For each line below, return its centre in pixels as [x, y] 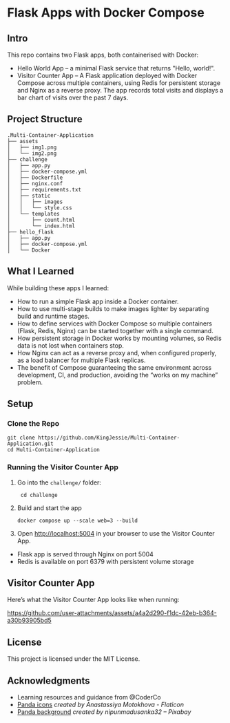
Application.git [30, 444]
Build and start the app [50, 508]
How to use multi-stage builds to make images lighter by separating [113, 308]
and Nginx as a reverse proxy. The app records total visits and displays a [120, 90]
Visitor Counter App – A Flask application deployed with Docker [107, 75]
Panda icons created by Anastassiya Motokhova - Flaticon [101, 705]
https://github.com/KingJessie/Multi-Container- [109, 438]
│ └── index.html [41, 226]
